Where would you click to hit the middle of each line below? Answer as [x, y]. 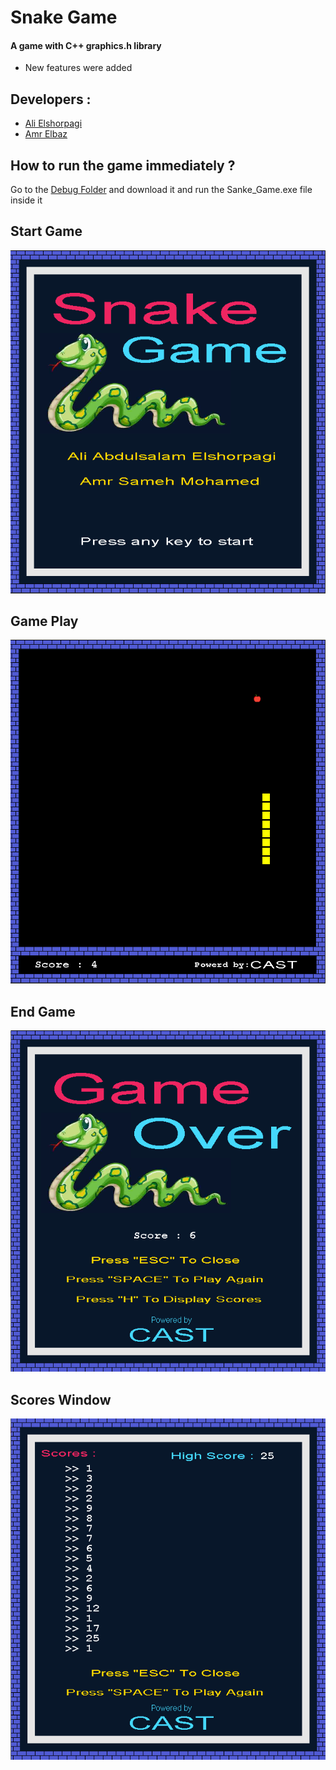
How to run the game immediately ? [123, 165]
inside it [26, 200]
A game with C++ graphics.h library [86, 45]
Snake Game [64, 17]
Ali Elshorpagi [53, 123]
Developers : [51, 99]
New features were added [78, 68]
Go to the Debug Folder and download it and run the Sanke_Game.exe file [161, 190]
